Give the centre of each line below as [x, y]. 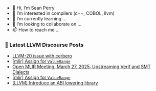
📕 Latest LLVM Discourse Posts [44, 45]
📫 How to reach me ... [36, 30]
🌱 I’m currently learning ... [39, 19]
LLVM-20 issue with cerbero [42, 56]
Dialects [21, 72]
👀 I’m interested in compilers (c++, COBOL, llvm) [63, 13]
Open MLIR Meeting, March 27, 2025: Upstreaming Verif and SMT [82, 67]
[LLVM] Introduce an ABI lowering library [55, 83]
